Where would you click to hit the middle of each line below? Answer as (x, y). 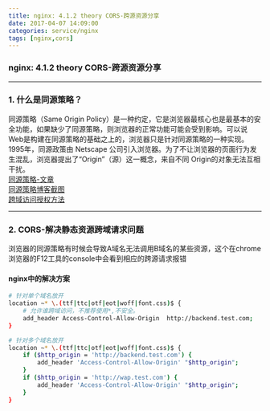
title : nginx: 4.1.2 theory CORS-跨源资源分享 (84, 16)
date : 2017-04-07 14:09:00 (53, 23)
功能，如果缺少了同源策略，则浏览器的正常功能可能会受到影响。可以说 (131, 128)
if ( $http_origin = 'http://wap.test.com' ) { (100, 378)
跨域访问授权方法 (37, 199)
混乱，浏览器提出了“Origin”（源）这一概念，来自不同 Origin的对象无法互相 (138, 159)
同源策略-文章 (31, 179)
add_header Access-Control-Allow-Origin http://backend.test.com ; (138, 318)
